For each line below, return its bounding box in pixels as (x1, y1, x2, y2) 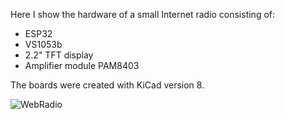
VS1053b (24, 39, 63, 50)
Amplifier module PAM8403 (24, 60, 140, 71)
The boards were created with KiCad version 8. (10, 79, 205, 91)
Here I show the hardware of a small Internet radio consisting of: (10, 9, 276, 20)
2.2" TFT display (24, 49, 94, 61)
